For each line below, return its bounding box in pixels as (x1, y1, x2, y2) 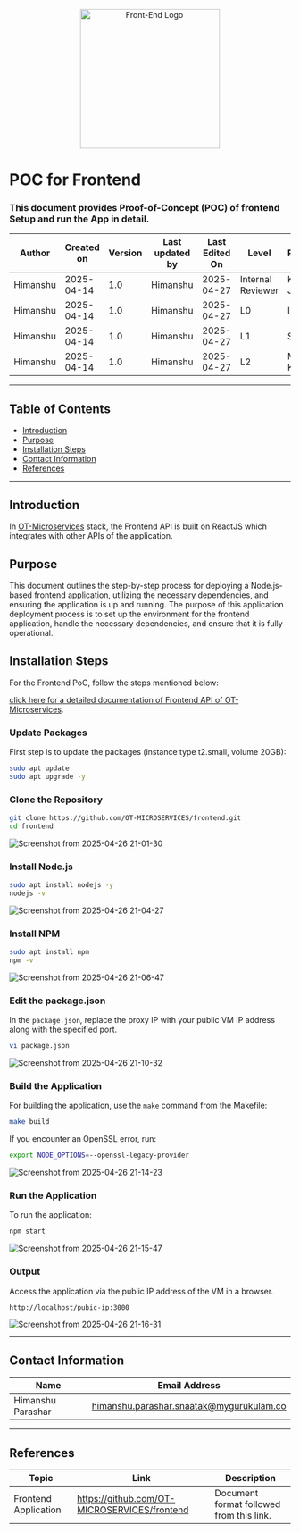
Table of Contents (9, 401, 112, 416)
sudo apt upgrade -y (9, 772, 87, 781)
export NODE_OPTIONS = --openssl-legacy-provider (9, 1151, 190, 1160)
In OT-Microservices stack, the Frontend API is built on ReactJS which (9, 521, 268, 532)
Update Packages (9, 726, 87, 739)
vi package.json (9, 1042, 70, 1051)
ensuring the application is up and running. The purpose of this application (9, 599, 284, 609)
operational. (9, 627, 54, 638)
